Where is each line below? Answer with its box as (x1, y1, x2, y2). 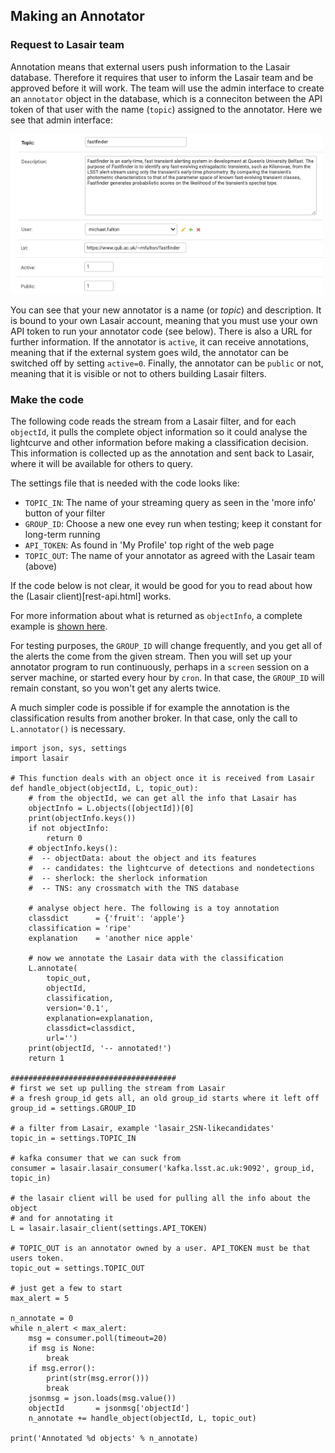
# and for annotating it (10, 1213, 114, 1223)
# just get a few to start (10, 1283, 123, 1293)
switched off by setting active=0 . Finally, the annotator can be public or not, (10, 357, 324, 369)
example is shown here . (10, 620, 108, 632)
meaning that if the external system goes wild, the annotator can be (10, 346, 289, 358)
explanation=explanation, (46, 1013, 155, 1023)
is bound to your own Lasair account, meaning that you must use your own (10, 314, 318, 326)
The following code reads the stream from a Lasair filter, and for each (10, 415, 297, 427)
